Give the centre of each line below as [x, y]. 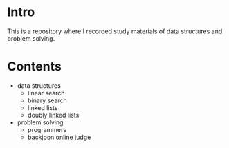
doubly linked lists [53, 115]
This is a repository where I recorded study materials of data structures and [115, 31]
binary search [47, 100]
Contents [35, 67]
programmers [47, 129]
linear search [46, 93]
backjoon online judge [59, 137]
